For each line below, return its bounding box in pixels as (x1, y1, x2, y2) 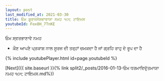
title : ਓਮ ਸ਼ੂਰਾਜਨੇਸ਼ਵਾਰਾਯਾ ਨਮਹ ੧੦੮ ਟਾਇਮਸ (5, 17, 85, 22)
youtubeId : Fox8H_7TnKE (5, 21, 56, 27)
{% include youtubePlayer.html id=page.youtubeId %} (5, 55, 118, 61)
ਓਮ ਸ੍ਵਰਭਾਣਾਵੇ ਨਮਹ (5, 35, 42, 41)
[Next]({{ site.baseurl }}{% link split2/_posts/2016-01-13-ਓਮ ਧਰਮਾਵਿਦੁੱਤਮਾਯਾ (5, 65, 159, 71)
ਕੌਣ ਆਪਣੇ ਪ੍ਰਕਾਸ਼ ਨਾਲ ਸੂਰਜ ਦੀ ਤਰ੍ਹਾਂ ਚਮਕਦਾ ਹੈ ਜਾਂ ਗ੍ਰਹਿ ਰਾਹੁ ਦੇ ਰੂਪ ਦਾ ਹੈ (12, 45, 142, 51)
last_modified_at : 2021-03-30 (5, 12, 69, 17)
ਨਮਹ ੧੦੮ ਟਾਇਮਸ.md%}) (5, 71, 54, 77)
